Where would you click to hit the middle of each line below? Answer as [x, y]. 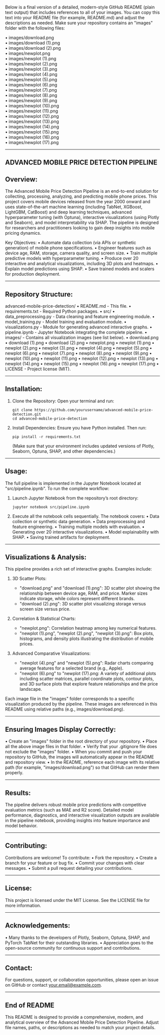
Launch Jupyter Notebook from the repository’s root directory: [75, 498]
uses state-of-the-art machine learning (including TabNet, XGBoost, [74, 207]
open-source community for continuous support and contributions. [73, 948]
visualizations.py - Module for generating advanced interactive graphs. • [79, 327]
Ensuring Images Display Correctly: [61, 729]
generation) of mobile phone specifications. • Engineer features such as [78, 248]
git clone [22, 410]
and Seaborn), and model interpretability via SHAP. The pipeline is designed [82, 223]
